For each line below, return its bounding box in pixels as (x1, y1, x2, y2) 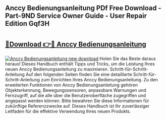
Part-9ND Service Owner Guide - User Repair (5, 12, 147, 20)
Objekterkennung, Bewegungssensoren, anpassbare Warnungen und (5, 87, 146, 93)
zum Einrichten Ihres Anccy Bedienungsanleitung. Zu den (41, 77, 158, 82)
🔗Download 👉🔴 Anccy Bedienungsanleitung (5, 40, 147, 49)
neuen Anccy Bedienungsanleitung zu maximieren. (5, 66, 109, 72)
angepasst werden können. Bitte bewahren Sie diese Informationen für (5, 98, 150, 104)
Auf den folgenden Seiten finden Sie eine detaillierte (25, 71, 132, 77)
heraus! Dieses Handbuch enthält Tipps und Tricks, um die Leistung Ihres (5, 61, 155, 66)
